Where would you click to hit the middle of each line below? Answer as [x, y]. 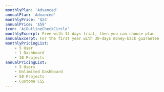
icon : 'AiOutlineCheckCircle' [38, 29]
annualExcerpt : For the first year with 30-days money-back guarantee [82, 39]
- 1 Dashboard [29, 53]
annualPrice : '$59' [26, 24]
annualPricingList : [26, 62]
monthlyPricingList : [27, 43]
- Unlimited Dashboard [39, 72]
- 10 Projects [29, 57]
